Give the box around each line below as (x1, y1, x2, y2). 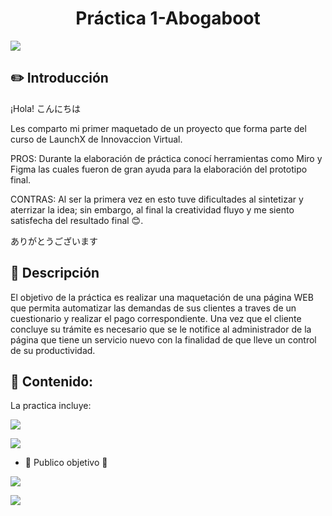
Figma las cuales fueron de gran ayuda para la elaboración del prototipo (10, 163, 308, 175)
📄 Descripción (10, 265, 100, 282)
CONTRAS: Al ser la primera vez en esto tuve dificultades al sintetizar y (10, 193, 304, 205)
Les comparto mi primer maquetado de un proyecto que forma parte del (10, 122, 307, 134)
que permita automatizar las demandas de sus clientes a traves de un (10, 302, 297, 314)
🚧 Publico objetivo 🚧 (24, 457, 108, 469)
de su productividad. (10, 344, 96, 356)
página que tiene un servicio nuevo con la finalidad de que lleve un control (10, 333, 317, 346)
